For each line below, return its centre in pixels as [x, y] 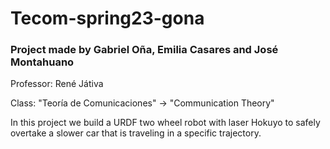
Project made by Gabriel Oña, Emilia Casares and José [144, 50]
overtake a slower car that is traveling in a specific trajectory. [136, 133]
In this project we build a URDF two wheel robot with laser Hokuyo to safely [165, 123]
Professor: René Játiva [57, 84]
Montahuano [42, 62]
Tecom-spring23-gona [107, 18]
